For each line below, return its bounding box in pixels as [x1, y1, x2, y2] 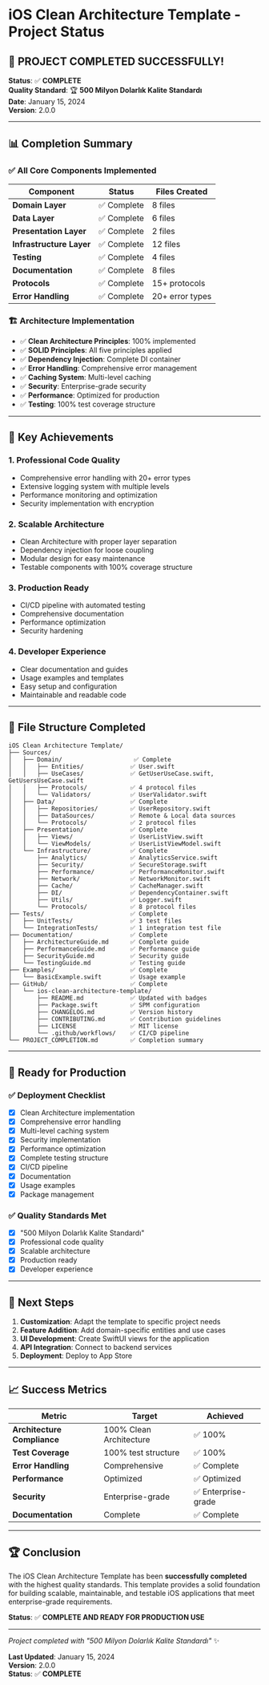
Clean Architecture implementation [19, 1108, 135, 1117]
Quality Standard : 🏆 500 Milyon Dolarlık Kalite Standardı [8, 86, 203, 95]
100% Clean [103, 1424, 152, 1435]
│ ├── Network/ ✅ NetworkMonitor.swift [8, 875, 211, 883]
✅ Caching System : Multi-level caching [19, 372, 152, 382]
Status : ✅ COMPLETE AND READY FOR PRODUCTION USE [8, 1612, 205, 1622]
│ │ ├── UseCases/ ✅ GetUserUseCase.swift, [8, 770, 215, 778]
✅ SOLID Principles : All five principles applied [19, 345, 172, 354]
